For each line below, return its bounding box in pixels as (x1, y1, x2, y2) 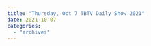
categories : (7, 22, 41, 29)
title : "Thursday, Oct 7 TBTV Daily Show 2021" (7, 9, 146, 17)
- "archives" (13, 28, 51, 36)
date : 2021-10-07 (7, 16, 57, 23)
